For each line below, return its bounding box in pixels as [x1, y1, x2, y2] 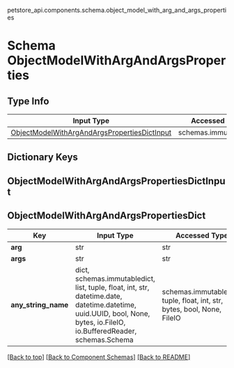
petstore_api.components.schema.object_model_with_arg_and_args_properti [7, 6, 227, 14]
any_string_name [10, 300, 69, 309]
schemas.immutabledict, [75, 274, 155, 284]
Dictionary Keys [7, 152, 79, 163]
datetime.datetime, [75, 300, 137, 309]
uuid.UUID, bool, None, [75, 309, 150, 318]
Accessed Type [175, 230, 228, 240]
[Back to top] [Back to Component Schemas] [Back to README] [7, 353, 191, 361]
